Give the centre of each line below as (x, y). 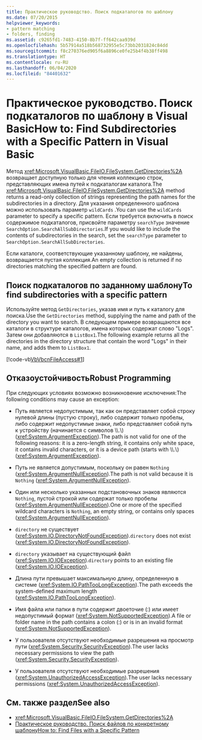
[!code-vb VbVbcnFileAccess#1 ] (45, 359)
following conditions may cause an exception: (63, 399)
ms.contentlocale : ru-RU (37, 62)
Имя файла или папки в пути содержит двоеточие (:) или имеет (97, 609)
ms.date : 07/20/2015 (32, 17)
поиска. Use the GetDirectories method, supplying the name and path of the (101, 315)
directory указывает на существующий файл (73, 554)
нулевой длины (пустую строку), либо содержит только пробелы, (99, 417)
